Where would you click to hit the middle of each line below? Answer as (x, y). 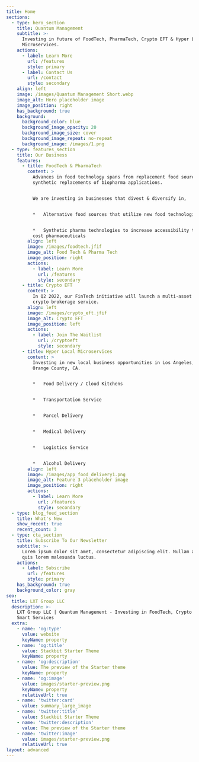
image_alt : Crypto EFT (55, 318)
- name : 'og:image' (41, 678)
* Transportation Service (67, 400)
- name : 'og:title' (41, 645)
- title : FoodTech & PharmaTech (62, 166)
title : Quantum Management (50, 28)
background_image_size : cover (59, 133)
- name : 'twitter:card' (46, 700)
